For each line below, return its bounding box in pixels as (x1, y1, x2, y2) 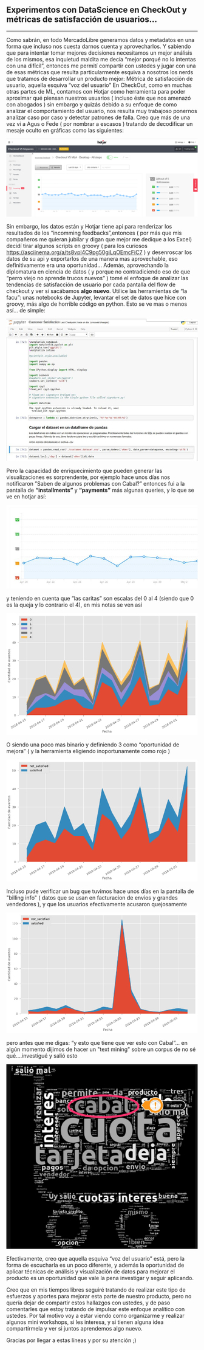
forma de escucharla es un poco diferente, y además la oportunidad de (6, 1261, 185, 1269)
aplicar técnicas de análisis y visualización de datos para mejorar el (6, 1267, 175, 1275)
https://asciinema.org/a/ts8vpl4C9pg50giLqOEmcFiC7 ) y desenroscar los (6, 249, 192, 256)
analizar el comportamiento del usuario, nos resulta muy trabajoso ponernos (6, 107, 197, 114)
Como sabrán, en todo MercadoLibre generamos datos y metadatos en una (6, 36, 195, 43)
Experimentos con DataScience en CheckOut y (6, 5, 187, 15)
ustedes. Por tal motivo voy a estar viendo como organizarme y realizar (6, 1312, 185, 1319)
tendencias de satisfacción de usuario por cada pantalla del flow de (6, 281, 176, 288)
